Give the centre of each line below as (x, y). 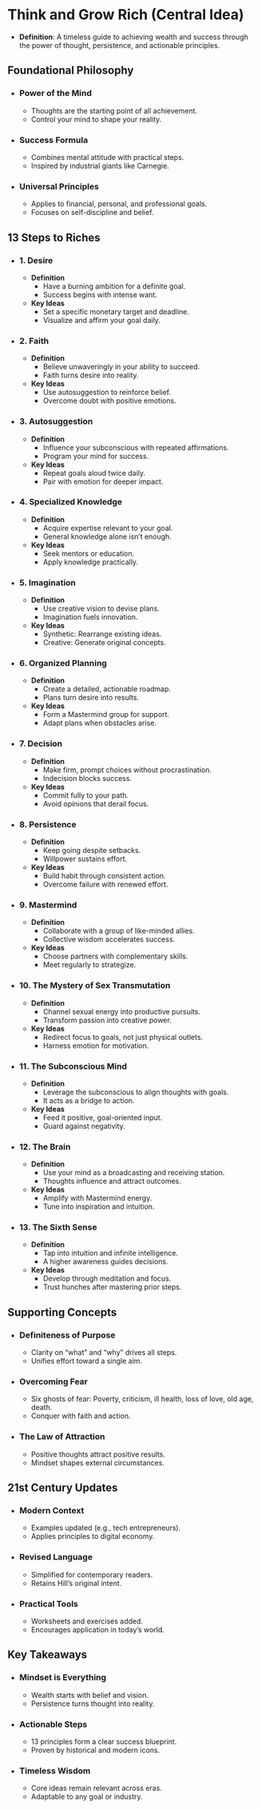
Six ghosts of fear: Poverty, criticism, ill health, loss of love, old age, (142, 1399)
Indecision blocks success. (87, 778)
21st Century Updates (63, 1488)
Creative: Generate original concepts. (105, 643)
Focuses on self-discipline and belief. (92, 213)
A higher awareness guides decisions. (105, 1261)
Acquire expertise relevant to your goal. (108, 528)
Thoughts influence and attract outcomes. (112, 1181)
